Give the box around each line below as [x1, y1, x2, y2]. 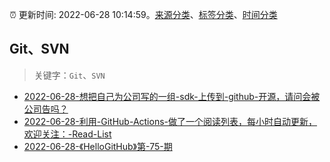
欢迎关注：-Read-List [23, 128, 112, 140]
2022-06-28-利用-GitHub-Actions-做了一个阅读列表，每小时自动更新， [23, 115, 318, 127]
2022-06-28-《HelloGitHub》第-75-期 [23, 140, 173, 152]
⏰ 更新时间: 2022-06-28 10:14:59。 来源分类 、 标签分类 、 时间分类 [9, 9, 278, 20]
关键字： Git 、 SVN [33, 69, 106, 81]
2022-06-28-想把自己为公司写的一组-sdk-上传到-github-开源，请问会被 [23, 90, 321, 102]
